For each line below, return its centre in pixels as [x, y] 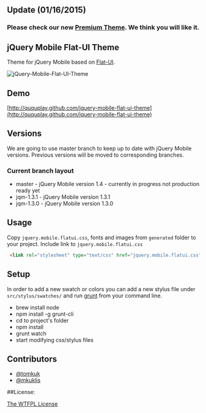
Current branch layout [40, 171]
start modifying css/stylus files [55, 340]
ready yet [28, 191]
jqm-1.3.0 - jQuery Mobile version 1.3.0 [64, 204]
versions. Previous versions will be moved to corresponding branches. [95, 155]
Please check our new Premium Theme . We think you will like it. [103, 28]
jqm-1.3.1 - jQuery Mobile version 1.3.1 [63, 197]
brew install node [38, 307]
